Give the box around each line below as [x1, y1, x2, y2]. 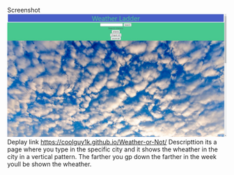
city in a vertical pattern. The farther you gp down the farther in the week [7, 153, 217, 161]
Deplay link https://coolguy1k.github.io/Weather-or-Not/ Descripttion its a [7, 138, 217, 147]
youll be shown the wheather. [7, 160, 92, 169]
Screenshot [7, 6, 40, 14]
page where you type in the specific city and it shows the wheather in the [7, 145, 218, 153]
